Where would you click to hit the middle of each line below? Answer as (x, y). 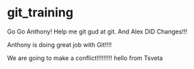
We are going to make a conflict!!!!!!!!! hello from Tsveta (85, 58)
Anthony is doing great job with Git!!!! (59, 44)
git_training (40, 13)
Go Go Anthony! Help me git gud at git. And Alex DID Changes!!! (97, 31)
